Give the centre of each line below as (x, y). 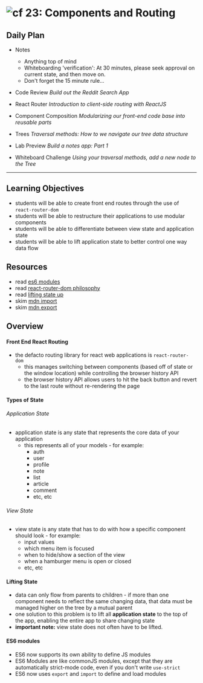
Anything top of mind (50, 61)
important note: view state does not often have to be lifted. (89, 627)
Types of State (25, 400)
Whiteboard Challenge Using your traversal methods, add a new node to (105, 157)
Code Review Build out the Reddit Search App (72, 92)
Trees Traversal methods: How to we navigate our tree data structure (101, 134)
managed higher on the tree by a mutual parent (74, 608)
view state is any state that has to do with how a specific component (100, 529)
